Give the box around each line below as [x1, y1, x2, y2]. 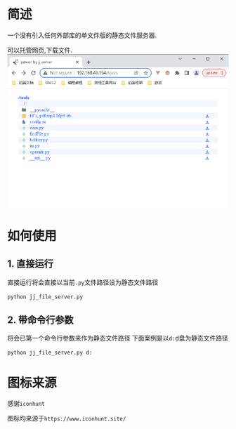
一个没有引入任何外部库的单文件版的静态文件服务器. [7, 31, 157, 39]
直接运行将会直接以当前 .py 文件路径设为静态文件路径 [7, 278, 159, 286]
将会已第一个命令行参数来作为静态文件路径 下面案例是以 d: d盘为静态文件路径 [7, 334, 228, 343]
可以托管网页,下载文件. [7, 46, 73, 54]
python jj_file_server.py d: [7, 349, 93, 357]
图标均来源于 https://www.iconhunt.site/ [7, 414, 126, 423]
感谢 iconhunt [7, 400, 46, 408]
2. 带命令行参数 [7, 314, 74, 326]
